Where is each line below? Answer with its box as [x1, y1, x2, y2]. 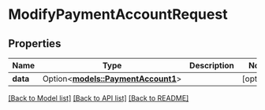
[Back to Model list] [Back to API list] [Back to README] [8, 93, 189, 103]
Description [188, 60, 235, 71]
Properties [8, 37, 62, 50]
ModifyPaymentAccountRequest [8, 5, 228, 24]
